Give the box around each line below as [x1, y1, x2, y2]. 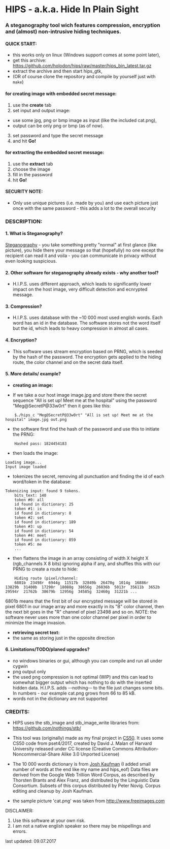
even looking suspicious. [5, 258, 57, 264]
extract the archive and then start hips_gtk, [12, 68, 103, 74]
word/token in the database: [12, 479, 72, 485]
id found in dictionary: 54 [14, 528, 74, 533]
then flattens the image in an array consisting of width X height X [12, 555, 149, 561]
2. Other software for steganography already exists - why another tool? [5, 269, 159, 275]
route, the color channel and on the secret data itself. [12, 359, 124, 365]
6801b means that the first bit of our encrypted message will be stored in [5, 598, 158, 604]
